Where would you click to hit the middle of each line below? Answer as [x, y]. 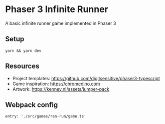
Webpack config [32, 105]
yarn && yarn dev [23, 51]
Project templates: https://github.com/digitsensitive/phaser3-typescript [86, 78]
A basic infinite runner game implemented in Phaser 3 [61, 23]
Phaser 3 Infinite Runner [57, 9]
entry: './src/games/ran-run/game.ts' [46, 116]
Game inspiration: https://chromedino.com [56, 84]
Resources [22, 66]
